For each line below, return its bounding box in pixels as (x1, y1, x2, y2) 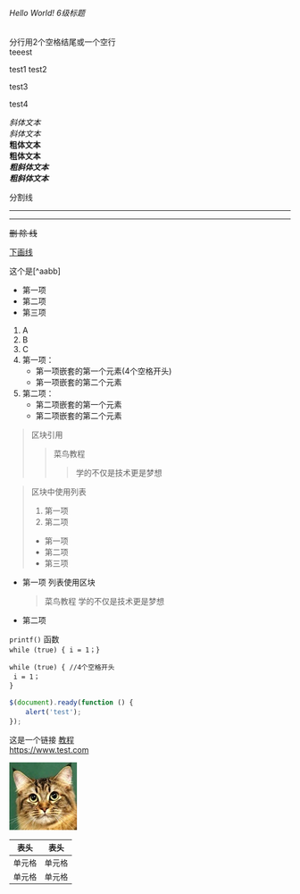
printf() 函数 (9, 634, 60, 645)
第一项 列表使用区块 (21, 577, 96, 588)
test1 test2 (9, 64, 47, 75)
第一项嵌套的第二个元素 (35, 377, 122, 388)
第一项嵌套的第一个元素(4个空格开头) (35, 366, 172, 376)
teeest (9, 46, 33, 57)
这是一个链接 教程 (9, 734, 74, 745)
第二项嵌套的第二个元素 (35, 410, 122, 421)
